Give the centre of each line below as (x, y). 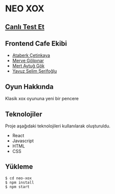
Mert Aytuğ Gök (28, 66)
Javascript (23, 141)
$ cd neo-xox (19, 178)
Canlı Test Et (25, 27)
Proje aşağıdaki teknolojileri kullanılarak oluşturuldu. (58, 126)
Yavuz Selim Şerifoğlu (35, 71)
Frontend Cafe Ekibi (36, 43)
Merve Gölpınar (28, 61)
